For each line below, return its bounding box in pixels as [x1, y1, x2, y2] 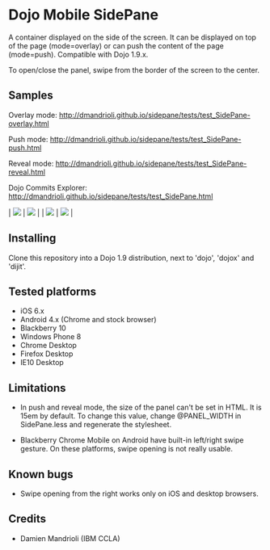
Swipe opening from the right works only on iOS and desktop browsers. [19, 489, 259, 498]
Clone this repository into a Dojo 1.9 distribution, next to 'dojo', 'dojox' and [8, 253, 255, 262]
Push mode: [8, 134, 49, 144]
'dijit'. [8, 261, 27, 271]
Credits [8, 512, 47, 526]
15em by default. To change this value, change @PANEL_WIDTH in [19, 411, 242, 421]
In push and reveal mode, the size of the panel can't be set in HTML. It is [19, 402, 262, 413]
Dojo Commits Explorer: [8, 183, 87, 192]
